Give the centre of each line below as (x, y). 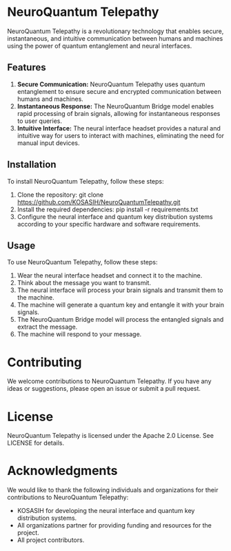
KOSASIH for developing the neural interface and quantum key (106, 511)
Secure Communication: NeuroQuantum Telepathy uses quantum (111, 84)
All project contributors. (51, 540)
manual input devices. (48, 143)
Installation (32, 165)
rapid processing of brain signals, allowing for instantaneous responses (119, 113)
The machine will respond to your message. (79, 334)
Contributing (44, 362)
